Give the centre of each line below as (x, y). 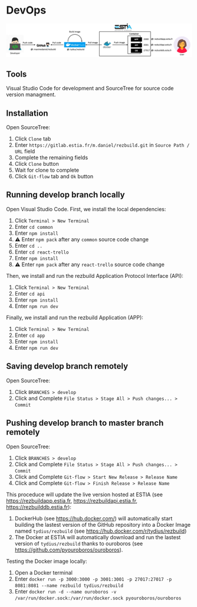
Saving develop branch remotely (67, 366)
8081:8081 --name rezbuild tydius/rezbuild (69, 585)
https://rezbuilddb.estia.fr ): (39, 507)
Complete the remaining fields (51, 158)
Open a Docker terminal (43, 572)
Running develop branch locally (65, 195)
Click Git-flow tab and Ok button (54, 176)
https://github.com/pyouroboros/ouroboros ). (69, 550)
